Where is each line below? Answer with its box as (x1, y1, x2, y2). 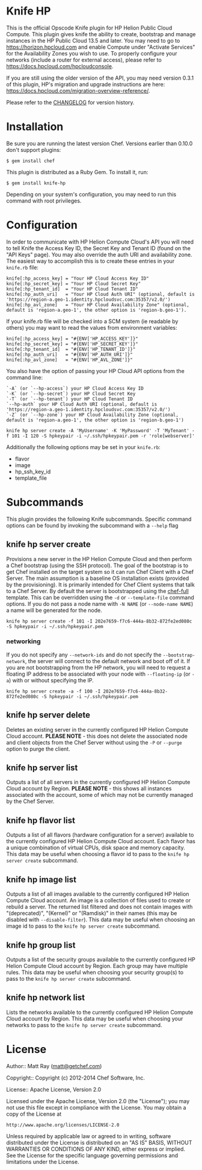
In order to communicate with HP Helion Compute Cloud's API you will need (6, 238, 194, 245)
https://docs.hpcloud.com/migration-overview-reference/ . (6, 87, 150, 94)
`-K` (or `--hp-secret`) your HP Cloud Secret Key (6, 391, 136, 397)
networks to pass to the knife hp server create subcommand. (6, 1021, 162, 1028)
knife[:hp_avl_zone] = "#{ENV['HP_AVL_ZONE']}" (6, 357, 133, 363)
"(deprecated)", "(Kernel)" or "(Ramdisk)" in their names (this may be (6, 910, 177, 917)
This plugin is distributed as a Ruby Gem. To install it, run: (6, 168, 148, 175)
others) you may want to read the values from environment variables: (6, 324, 177, 331)
